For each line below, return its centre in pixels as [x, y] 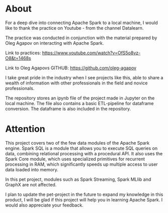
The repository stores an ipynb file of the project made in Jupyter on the [80, 98]
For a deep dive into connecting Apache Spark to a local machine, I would [82, 23]
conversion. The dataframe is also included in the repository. [68, 109]
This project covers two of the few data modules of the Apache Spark [77, 143]
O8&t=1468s [18, 58]
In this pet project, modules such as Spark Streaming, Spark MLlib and [78, 179]
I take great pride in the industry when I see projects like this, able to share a [84, 77]
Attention [25, 129]
